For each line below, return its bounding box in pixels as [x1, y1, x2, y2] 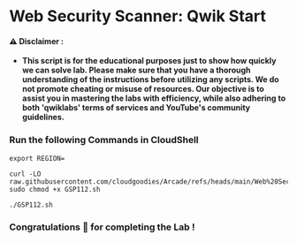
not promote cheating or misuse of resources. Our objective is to [21, 84, 265, 95]
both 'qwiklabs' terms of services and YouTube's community [21, 102, 251, 113]
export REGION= [9, 154, 65, 163]
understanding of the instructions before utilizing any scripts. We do [21, 74, 280, 85]
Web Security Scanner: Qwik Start [9, 6, 267, 26]
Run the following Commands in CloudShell [9, 134, 199, 147]
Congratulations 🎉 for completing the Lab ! [9, 221, 195, 233]
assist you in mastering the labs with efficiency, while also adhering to [21, 93, 286, 103]
